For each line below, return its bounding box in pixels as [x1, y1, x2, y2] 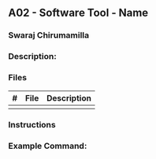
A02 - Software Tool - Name [8, 6, 149, 20]
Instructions [8, 120, 57, 131]
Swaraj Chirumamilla [8, 30, 90, 41]
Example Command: [8, 141, 87, 152]
